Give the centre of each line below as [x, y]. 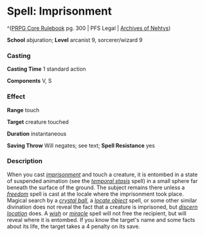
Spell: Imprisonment [60, 11]
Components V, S [29, 81]
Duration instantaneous [37, 134]
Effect [16, 97]
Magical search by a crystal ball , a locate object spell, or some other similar [102, 200]
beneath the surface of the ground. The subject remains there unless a [96, 187]
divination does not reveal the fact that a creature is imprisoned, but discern [102, 207]
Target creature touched [38, 122]
